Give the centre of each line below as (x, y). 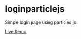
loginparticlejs (35, 9)
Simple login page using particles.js (40, 22)
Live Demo (16, 31)
